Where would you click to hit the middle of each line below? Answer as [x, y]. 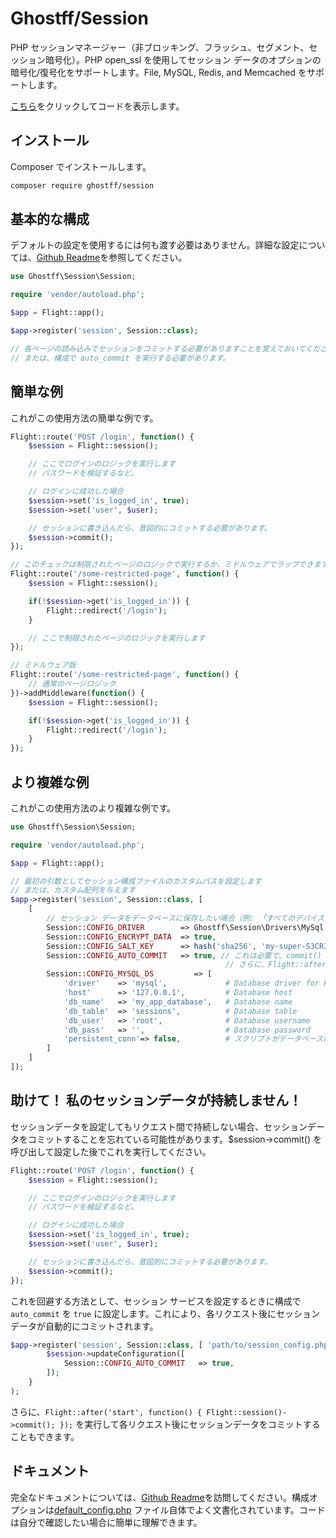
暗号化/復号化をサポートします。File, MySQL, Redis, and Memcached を [158, 72]
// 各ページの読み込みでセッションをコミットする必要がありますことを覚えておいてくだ [165, 348]
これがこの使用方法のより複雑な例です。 [93, 808]
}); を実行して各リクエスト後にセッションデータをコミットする [190, 1424]
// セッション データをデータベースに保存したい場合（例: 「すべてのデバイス [185, 918]
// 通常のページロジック [72, 684]
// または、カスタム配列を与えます [73, 890]
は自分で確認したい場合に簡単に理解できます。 [106, 1522]
